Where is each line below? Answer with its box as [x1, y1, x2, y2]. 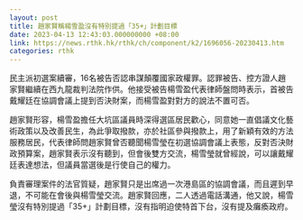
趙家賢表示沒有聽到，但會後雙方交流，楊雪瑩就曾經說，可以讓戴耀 [48, 148, 294, 159]
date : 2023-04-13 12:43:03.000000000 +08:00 [9, 30, 179, 39]
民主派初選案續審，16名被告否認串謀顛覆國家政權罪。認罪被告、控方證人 [9, 73, 279, 84]
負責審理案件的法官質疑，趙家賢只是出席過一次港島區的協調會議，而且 [9, 179, 271, 189]
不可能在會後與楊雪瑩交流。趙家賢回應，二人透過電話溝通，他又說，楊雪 [24, 190, 294, 201]
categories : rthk [9, 47, 75, 56]
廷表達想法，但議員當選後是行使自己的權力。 [9, 160, 176, 170]
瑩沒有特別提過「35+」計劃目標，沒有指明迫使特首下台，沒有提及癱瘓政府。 [9, 201, 293, 212]
